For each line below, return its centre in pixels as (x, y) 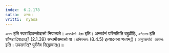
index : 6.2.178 (23, 10)
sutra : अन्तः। (19, 15)
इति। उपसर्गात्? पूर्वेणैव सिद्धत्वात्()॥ (35, 45)
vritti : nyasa (22, 19)
